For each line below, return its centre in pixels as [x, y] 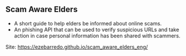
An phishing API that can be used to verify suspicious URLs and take [97, 29]
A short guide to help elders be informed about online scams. [88, 23]
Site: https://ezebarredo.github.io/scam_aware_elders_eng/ [77, 47]
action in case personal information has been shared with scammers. [97, 36]
